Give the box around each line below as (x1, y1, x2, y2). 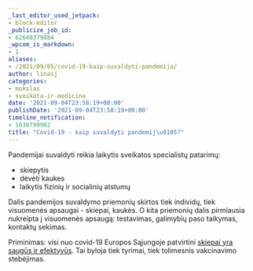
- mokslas (8, 84, 41, 93)
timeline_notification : (8, 114, 86, 122)
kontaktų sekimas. (8, 222, 68, 232)
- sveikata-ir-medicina (8, 92, 86, 100)
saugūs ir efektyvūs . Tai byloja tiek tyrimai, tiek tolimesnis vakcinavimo (8, 245, 237, 255)
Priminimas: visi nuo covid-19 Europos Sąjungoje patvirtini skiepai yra (8, 237, 233, 247)
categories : (8, 77, 47, 85)
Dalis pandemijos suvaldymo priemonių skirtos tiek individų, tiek (8, 197, 216, 207)
